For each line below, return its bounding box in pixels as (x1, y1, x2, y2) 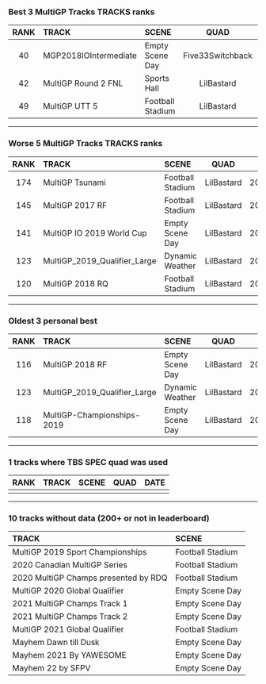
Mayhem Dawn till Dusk (12, 637, 101, 648)
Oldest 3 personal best (8, 315, 97, 326)
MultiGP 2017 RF (43, 199, 108, 210)
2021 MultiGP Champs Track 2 (12, 611, 128, 622)
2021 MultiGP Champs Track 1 (12, 598, 128, 609)
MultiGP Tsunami (43, 177, 107, 188)
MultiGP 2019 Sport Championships (12, 547, 147, 558)
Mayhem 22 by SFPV (12, 663, 91, 674)
